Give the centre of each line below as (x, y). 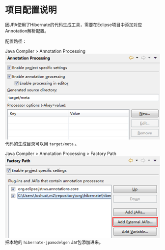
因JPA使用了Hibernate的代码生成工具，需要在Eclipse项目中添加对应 (74, 25)
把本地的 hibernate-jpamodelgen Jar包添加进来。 (54, 242)
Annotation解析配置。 (27, 31)
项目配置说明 (31, 10)
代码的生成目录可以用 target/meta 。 (42, 144)
